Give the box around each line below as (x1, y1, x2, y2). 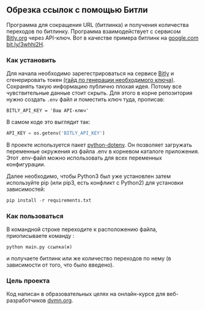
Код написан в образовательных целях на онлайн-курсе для (6, 290, 165, 298)
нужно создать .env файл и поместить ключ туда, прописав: (6, 96, 165, 103)
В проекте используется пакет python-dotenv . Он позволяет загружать (6, 141, 193, 149)
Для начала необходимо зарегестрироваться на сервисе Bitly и (6, 70, 174, 77)
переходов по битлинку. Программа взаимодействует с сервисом (6, 28, 181, 35)
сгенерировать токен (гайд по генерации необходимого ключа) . (6, 76, 176, 84)
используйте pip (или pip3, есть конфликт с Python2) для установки (6, 179, 184, 186)
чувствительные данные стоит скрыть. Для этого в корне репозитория (6, 89, 193, 97)
